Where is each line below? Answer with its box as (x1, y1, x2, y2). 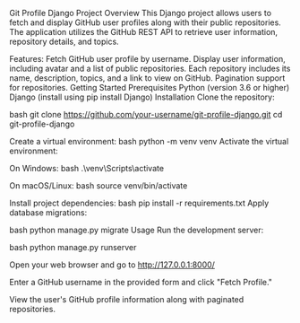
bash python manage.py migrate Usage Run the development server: (9, 224, 264, 235)
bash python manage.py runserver (9, 242, 137, 252)
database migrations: (9, 207, 88, 218)
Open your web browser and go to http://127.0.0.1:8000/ (9, 259, 215, 270)
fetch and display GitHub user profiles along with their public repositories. (9, 17, 282, 28)
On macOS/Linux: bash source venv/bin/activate (9, 180, 188, 191)
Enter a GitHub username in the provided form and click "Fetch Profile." (9, 277, 273, 287)
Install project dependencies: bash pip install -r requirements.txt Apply (9, 197, 270, 208)
